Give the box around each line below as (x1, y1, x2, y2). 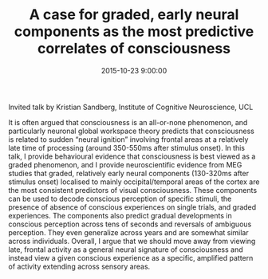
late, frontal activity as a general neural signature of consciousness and (8, 245, 243, 254)
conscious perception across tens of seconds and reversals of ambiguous (8, 219, 252, 229)
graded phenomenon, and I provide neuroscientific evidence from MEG (8, 159, 242, 169)
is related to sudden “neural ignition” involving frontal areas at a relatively (8, 134, 249, 144)
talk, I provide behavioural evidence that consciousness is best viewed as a (8, 151, 256, 161)
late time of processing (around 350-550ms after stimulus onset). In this (8, 143, 246, 152)
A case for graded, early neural (29, 6, 239, 24)
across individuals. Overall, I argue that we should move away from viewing (8, 236, 256, 246)
